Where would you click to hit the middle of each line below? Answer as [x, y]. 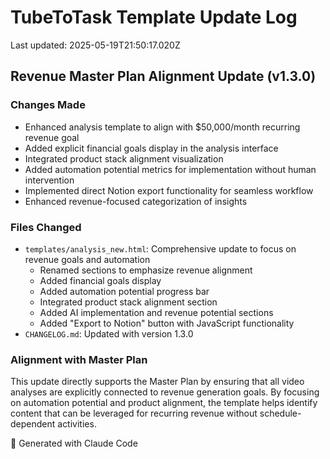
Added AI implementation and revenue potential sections [156, 312]
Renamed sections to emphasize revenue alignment [146, 270]
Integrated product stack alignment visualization [124, 158]
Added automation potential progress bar [124, 291]
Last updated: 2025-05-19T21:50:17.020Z [95, 45]
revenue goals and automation [87, 259]
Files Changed [46, 227]
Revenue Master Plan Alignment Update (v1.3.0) [163, 76]
